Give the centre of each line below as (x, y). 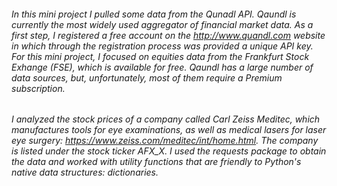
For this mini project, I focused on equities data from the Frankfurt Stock (160, 56)
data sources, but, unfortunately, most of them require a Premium (147, 77)
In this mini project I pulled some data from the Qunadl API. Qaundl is (154, 14)
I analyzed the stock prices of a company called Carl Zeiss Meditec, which (166, 119)
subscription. (38, 88)
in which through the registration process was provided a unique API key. (162, 46)
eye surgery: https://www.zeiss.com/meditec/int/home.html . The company (165, 141)
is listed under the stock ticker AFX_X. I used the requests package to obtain (169, 151)
